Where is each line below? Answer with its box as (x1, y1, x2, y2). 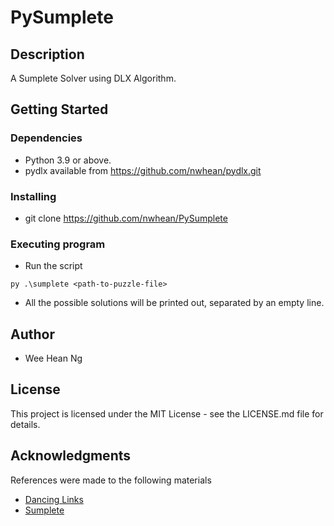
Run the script (24, 260, 83, 272)
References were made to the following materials (10, 474, 212, 486)
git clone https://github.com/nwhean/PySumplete (24, 212, 228, 224)
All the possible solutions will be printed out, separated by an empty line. (24, 297, 325, 309)
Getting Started (10, 101, 109, 118)
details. (10, 418, 41, 430)
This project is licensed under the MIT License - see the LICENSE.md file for (10, 407, 324, 420)
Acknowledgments (10, 447, 132, 465)
